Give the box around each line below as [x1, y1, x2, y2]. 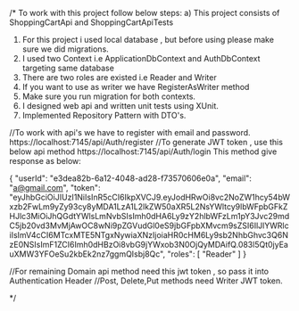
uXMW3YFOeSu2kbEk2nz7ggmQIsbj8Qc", [9, 249, 166, 259]
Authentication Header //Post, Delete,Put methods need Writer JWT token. [9, 275, 283, 286]
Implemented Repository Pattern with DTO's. [21, 110, 187, 120]
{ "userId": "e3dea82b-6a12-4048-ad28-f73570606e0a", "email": [9, 173, 253, 184]
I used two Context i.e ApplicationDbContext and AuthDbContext [21, 53, 261, 63]
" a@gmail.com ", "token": [9, 183, 101, 192]
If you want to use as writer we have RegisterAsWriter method [21, 82, 250, 92]
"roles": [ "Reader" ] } [167, 249, 247, 259]
